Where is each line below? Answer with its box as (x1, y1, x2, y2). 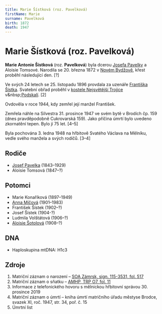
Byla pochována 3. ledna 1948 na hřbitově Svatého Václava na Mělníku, (5, 130, 147, 136)
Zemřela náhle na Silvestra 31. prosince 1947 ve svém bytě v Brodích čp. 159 (5, 111, 157, 117)
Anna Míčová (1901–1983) (12, 199, 63, 205)
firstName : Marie (5, 12, 40, 16)
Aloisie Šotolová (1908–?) (12, 220, 63, 225)
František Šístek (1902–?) (12, 204, 62, 210)
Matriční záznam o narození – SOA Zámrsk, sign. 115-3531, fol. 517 (12, 274, 144, 280)
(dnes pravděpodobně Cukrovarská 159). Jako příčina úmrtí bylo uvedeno (5, 116, 152, 121)
